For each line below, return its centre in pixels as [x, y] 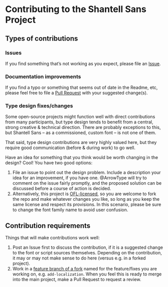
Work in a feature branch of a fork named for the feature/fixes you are [85, 269]
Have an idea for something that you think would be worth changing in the [82, 158]
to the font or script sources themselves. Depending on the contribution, [87, 253]
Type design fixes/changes [39, 106]
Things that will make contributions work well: [53, 238]
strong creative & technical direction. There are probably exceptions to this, [83, 127]
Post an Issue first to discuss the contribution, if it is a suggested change [88, 247]
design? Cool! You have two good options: [49, 163]
